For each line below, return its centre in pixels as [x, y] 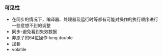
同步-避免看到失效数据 [34, 32]
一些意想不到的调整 [31, 26]
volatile [19, 50]
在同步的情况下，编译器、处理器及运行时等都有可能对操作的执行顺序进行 [85, 19]
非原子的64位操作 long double [42, 38]
